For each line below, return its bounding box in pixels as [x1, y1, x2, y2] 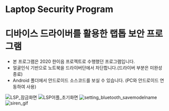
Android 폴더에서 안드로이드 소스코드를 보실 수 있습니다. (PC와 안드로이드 [12, 77, 159, 84]
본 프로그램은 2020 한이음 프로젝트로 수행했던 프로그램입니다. [12, 59, 136, 65]
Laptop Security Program [5, 4, 114, 15]
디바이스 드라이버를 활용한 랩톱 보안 [5, 28, 145, 40]
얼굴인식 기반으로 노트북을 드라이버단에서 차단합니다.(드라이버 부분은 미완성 [12, 65, 162, 71]
